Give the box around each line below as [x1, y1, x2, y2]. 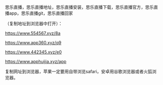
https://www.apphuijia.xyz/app [5, 59, 66, 64]
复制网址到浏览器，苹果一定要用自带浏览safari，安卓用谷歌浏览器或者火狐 [5, 68, 152, 74]
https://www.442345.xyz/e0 [5, 49, 62, 55]
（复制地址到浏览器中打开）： [5, 21, 63, 26]
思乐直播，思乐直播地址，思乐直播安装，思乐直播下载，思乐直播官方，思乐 [5, 4, 154, 10]
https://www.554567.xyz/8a [5, 31, 61, 36]
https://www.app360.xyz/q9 [5, 40, 62, 45]
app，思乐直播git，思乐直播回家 [9, 10, 73, 16]
